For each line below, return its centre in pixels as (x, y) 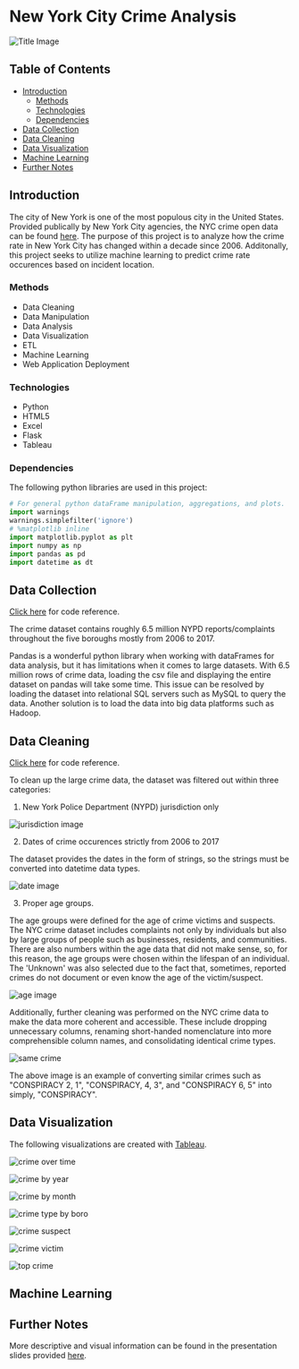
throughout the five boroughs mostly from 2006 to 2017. (112, 638)
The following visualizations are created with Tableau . (108, 1144)
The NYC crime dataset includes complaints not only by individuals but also (148, 930)
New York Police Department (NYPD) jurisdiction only (120, 807)
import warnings (39, 512)
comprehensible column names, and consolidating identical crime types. (143, 1041)
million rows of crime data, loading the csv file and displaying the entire (140, 675)
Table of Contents (60, 69)
